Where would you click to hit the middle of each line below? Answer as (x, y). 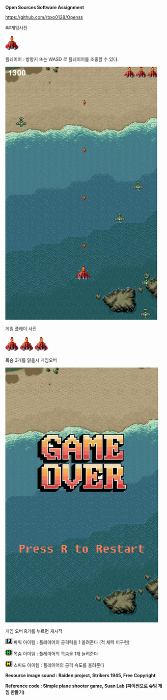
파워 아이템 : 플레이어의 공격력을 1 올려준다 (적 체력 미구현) (72, 642)
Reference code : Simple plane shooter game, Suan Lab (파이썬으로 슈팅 (81, 686)
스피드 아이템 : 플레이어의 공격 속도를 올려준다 (59, 665)
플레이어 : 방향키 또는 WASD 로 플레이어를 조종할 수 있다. (62, 59)
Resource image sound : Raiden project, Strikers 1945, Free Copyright (80, 675)
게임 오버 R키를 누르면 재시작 (34, 631)
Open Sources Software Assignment (45, 7)
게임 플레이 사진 (21, 329)
